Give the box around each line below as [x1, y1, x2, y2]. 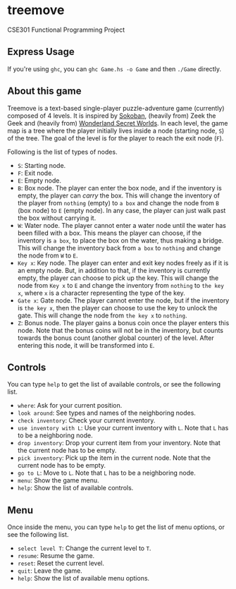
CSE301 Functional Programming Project [7, 25, 125, 34]
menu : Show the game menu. [17, 476, 99, 485]
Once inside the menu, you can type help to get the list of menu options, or [7, 523, 225, 531]
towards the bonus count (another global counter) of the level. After [17, 334, 215, 342]
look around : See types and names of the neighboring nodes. [17, 408, 196, 418]
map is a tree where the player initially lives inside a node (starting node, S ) [7, 126, 225, 135]
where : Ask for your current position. [17, 401, 123, 410]
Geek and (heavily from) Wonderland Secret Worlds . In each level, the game [7, 119, 228, 127]
